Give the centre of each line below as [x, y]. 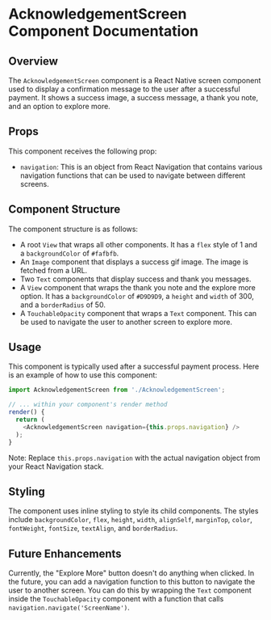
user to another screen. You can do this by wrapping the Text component [130, 590]
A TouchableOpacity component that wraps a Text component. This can [138, 313]
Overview [33, 61]
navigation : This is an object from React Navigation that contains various [141, 167]
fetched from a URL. [54, 270]
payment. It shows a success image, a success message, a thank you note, [133, 97]
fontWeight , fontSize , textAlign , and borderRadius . [93, 528]
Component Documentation [104, 31]
